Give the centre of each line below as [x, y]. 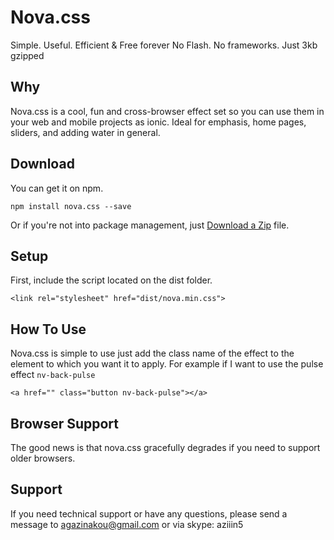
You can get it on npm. [57, 188]
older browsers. [43, 458]
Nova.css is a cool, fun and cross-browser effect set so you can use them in [167, 111]
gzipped [27, 55]
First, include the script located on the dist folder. [111, 280]
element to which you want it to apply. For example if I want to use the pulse [167, 364]
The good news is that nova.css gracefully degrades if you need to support [165, 447]
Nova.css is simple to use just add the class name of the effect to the [152, 353]
